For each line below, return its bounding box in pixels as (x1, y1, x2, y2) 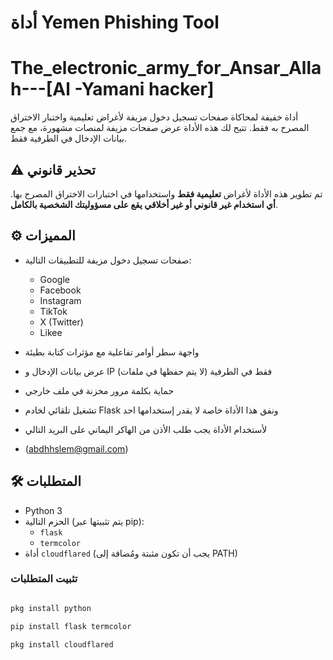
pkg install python (10, 603, 92, 613)
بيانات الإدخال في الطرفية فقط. (10, 132, 127, 145)
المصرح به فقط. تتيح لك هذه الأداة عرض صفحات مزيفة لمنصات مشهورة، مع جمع (10, 122, 310, 134)
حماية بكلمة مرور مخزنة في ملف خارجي (24, 384, 175, 396)
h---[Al (10, 78, 71, 101)
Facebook (39, 284, 82, 296)
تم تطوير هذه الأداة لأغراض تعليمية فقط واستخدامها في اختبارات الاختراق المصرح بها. (10, 187, 323, 200)
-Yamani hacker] (74, 78, 215, 101)
